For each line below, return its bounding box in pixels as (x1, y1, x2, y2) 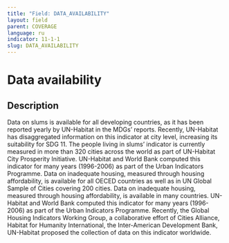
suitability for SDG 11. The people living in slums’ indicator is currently (7, 140, 205, 148)
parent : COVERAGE (7, 23, 57, 30)
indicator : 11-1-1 (7, 36, 60, 43)
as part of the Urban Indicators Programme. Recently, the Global (26, 206, 210, 215)
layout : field (7, 17, 48, 24)
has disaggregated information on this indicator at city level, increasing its (7, 133, 218, 141)
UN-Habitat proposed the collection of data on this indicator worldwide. (7, 228, 212, 236)
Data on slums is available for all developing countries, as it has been (7, 118, 204, 126)
